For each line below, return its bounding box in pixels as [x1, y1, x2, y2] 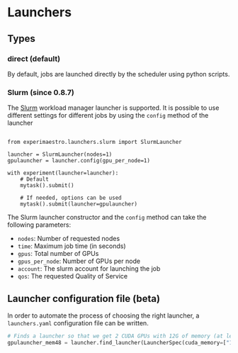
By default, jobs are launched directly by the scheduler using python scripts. [7, 69, 230, 78]
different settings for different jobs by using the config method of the [7, 111, 209, 120]
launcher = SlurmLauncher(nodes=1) [7, 151, 113, 158]
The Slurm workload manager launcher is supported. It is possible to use [7, 103, 220, 112]
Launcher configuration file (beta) [7, 292, 161, 305]
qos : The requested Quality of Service [17, 272, 128, 281]
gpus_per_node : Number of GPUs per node [17, 257, 140, 266]
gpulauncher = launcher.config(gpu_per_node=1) [7, 157, 151, 164]
